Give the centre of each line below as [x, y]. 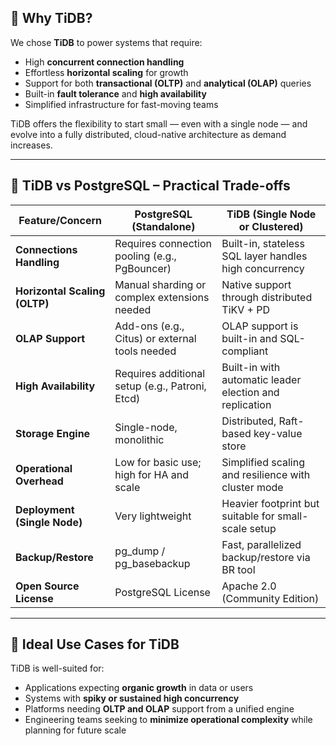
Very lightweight [153, 516]
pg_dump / [140, 551]
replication [246, 404]
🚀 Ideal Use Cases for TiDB [95, 644]
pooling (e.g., [145, 256]
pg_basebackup [152, 563]
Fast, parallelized [261, 544]
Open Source [47, 586]
